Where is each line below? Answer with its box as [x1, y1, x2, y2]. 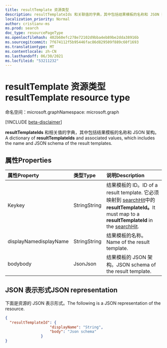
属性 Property [7, 172, 39, 179]
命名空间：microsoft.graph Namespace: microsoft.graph [5, 109, 119, 115]
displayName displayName [7, 238, 69, 244]
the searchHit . [106, 223, 139, 230]
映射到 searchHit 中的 [106, 197, 156, 203]
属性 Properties [5, 156, 52, 164]
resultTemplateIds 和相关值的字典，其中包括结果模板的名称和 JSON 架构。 [5, 129, 159, 135]
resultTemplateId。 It [106, 204, 156, 211]
